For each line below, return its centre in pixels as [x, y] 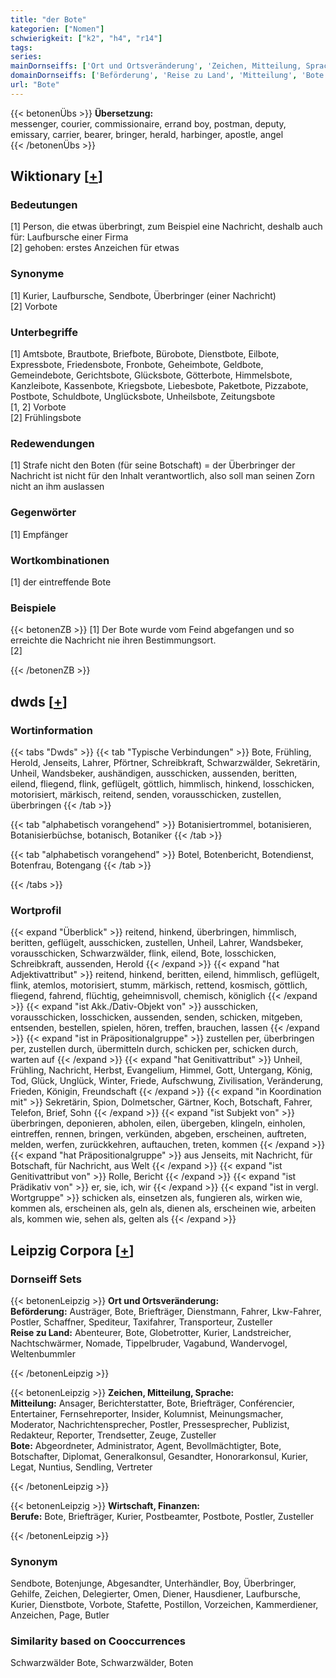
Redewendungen [52, 443]
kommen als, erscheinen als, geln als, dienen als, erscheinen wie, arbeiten [163, 1208]
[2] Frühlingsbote [46, 418]
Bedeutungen [44, 205]
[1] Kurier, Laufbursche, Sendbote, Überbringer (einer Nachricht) [143, 295]
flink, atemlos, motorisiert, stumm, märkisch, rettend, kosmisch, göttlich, [159, 985]
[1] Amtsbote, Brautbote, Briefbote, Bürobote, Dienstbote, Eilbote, [145, 354]
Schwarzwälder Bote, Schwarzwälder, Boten [102, 1663]
